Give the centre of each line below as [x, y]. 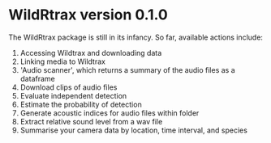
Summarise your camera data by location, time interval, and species [133, 130]
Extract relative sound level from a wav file [91, 121]
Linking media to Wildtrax [62, 61]
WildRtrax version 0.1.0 [88, 15]
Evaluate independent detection [73, 95]
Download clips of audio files [69, 87]
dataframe [37, 78]
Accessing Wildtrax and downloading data [91, 53]
